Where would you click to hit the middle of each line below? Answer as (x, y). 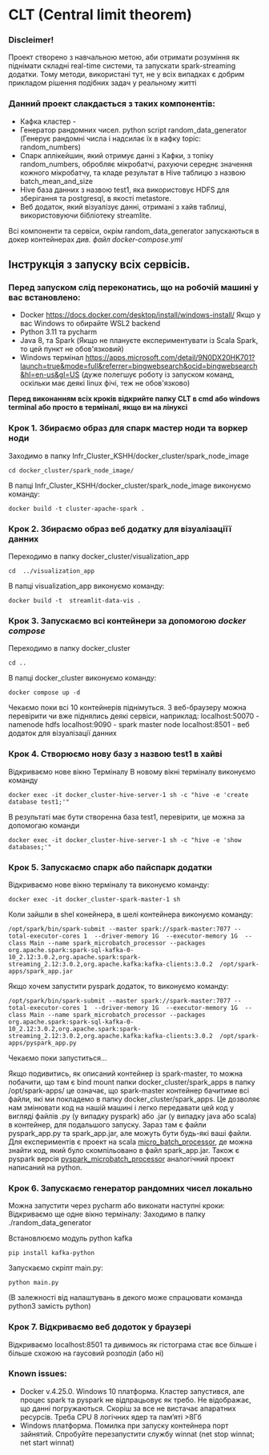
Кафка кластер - (48, 121)
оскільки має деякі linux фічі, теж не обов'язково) (105, 383)
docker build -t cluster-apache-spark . (77, 509)
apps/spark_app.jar (41, 971)
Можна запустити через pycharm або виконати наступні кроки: (117, 1206)
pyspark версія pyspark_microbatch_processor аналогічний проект (121, 1159)
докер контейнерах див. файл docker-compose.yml (95, 239)
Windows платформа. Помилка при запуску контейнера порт (124, 1425)
